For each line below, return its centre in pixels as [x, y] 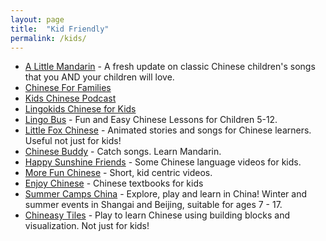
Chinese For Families [68, 88]
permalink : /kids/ [48, 38]
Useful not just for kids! [73, 141]
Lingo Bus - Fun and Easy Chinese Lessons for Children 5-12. [151, 120]
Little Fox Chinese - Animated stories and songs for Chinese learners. [168, 130]
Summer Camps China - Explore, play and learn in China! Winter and [166, 194]
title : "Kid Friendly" [60, 29]
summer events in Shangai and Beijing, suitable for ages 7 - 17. [153, 205]
